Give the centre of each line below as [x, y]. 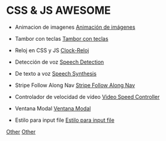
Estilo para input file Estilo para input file [65, 120]
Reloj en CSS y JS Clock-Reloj [52, 50]
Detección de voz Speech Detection [59, 62]
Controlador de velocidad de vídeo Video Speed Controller [87, 97]
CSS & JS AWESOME [58, 10]
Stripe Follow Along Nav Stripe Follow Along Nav [75, 85]
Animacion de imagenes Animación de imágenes [75, 27]
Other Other [21, 131]
